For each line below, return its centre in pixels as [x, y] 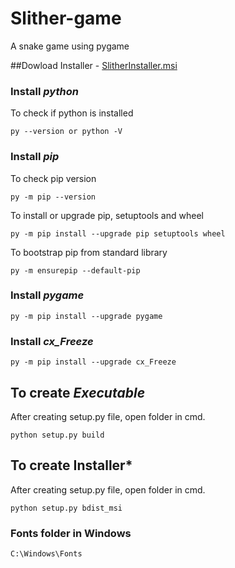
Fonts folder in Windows [71, 533]
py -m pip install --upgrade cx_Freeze [93, 362]
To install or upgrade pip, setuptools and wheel [107, 215]
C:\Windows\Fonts [46, 554]
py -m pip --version [53, 197]
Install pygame [47, 295]
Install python [44, 91]
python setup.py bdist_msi [66, 508]
